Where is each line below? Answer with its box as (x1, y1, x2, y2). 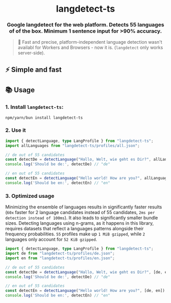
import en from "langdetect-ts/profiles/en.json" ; (5, 255, 115, 261)
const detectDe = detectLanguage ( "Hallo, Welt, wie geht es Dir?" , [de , (5, 269, 163, 275)
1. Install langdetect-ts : (5, 104, 64, 111)
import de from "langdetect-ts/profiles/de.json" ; (5, 251, 115, 256)
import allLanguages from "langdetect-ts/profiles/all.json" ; (5, 143, 140, 148)
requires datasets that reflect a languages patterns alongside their (5, 226, 144, 232)
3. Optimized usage (5, 192, 54, 199)
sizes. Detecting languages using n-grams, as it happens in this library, (5, 220, 154, 226)
